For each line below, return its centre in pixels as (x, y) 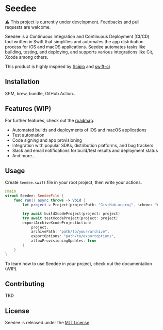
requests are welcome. (28, 27)
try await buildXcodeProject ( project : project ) (71, 214)
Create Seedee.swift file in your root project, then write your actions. (73, 182)
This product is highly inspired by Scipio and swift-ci (57, 66)
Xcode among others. (27, 57)
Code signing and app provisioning (47, 140)
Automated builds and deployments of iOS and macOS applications (79, 130)
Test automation (28, 135)
